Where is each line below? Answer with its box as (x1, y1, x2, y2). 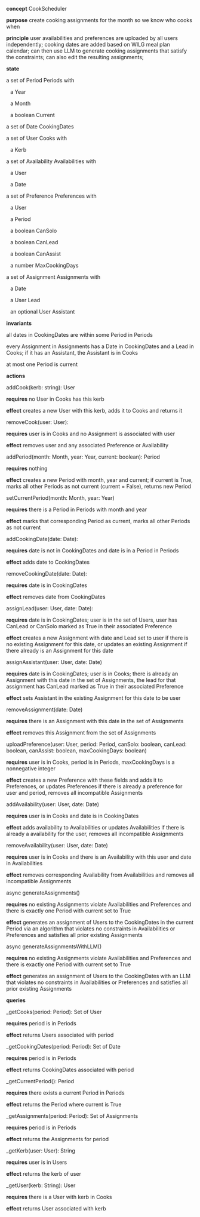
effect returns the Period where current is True (6, 1101, 122, 1108)
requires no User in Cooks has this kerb (6, 395, 104, 402)
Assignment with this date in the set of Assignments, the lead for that (6, 677, 176, 683)
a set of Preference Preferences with (6, 192, 97, 199)
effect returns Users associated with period (6, 1031, 114, 1038)
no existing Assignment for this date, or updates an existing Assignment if (6, 641, 187, 647)
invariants (6, 319, 32, 327)
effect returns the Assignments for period (6, 1136, 109, 1142)
